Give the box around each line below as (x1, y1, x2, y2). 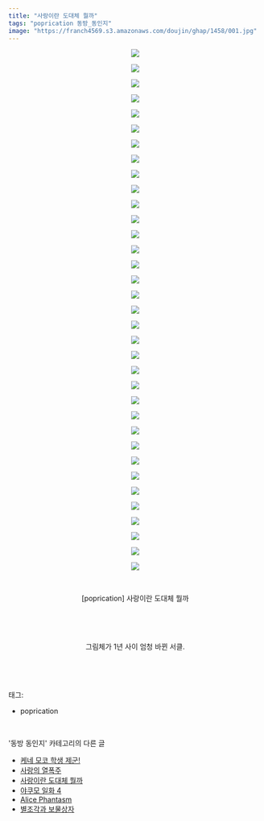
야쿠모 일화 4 (19, 786, 62, 795)
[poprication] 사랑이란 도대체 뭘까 (81, 593, 189, 604)
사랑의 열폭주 (19, 765, 62, 775)
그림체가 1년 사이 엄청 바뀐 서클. (85, 642, 185, 652)
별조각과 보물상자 (19, 804, 75, 814)
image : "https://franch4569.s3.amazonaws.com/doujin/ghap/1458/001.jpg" (8, 27, 258, 35)
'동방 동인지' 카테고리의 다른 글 (8, 738, 105, 749)
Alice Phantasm (19, 794, 72, 805)
